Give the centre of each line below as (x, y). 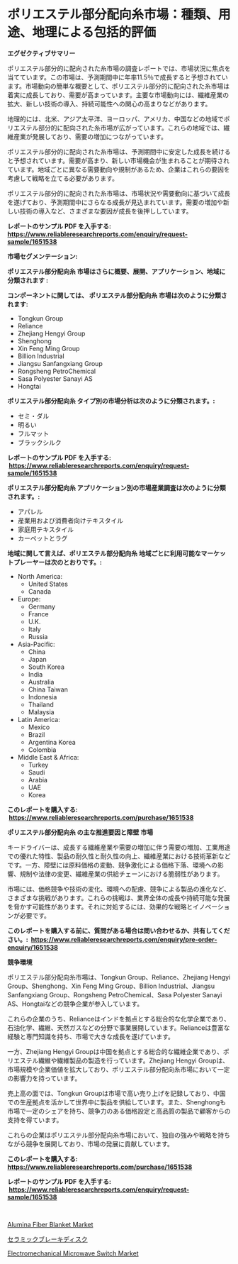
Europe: (29, 599)
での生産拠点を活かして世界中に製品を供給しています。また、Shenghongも (117, 1102)
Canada (40, 591)
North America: (40, 576)
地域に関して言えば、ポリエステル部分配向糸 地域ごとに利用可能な (104, 553)
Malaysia (41, 712)
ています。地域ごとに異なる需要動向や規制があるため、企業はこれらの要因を (119, 169)
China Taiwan (48, 689)
